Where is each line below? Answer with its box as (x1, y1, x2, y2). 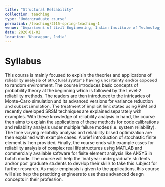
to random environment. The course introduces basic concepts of (5, 82, 138, 88)
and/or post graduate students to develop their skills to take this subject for (5, 160, 157, 166)
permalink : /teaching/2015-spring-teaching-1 (5, 21, 100, 26)
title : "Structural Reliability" (5, 7, 74, 12)
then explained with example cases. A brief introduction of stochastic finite (5, 134, 157, 140)
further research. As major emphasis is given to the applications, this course (5, 165, 160, 172)
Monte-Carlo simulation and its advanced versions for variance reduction (5, 98, 153, 104)
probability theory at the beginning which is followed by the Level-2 (5, 87, 142, 93)
